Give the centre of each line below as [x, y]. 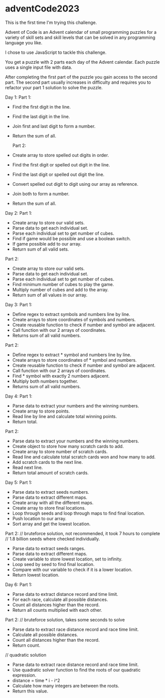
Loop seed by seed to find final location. [54, 564]
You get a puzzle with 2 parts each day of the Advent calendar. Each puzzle [82, 62]
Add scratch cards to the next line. [48, 462]
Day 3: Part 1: [19, 304]
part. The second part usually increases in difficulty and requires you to [78, 82]
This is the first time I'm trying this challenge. [51, 22]
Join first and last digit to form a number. [54, 126]
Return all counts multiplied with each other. [57, 610]
